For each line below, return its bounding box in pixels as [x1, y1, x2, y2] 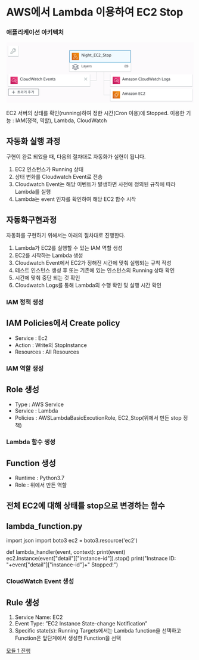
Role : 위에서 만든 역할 [14, 481, 67, 489]
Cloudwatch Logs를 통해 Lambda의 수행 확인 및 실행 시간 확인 [14, 281, 162, 289]
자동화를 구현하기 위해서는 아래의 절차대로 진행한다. [6, 232, 126, 239]
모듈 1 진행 [6, 647, 31, 655]
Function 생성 [6, 458, 57, 468]
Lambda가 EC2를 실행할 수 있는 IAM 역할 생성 [14, 244, 123, 252]
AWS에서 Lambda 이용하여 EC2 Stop [6, 5, 184, 19]
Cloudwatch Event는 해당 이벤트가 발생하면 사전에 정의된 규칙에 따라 [14, 181, 176, 188]
